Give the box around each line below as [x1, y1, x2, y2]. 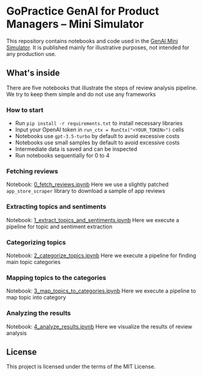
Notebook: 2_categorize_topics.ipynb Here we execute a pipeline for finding [6, 251, 196, 259]
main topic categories [6, 258, 61, 265]
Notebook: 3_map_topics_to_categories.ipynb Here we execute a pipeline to [6, 287, 196, 294]
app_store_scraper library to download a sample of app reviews [6, 187, 165, 195]
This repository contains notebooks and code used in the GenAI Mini [6, 37, 178, 44]
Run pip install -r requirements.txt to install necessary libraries [15, 120, 183, 127]
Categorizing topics [6, 238, 66, 246]
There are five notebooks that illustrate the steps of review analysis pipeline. [6, 84, 198, 91]
